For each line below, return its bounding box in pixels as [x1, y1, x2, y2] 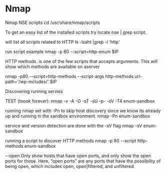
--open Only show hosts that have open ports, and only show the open [5, 152, 151, 158]
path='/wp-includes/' [5, 78, 49, 84]
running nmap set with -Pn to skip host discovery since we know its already [5, 107, 161, 113]
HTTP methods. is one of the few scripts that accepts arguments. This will [5, 58, 158, 64]
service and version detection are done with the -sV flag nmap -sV [5, 122, 142, 128]
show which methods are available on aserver [5, 63, 100, 69]
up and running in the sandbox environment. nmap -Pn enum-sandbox [5, 113, 150, 119]
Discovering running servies [5, 88, 63, 94]
